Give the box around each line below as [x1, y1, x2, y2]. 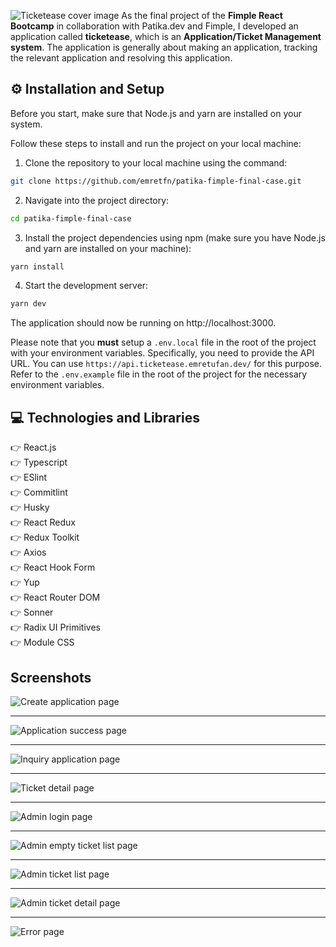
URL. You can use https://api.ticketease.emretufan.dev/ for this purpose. [10, 358, 322, 370]
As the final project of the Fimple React [121, 10, 283, 21]
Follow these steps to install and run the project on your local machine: [10, 137, 302, 149]
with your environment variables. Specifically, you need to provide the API [10, 347, 315, 359]
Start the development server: [24, 280, 149, 292]
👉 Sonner [10, 606, 54, 619]
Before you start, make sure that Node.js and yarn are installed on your [10, 107, 302, 119]
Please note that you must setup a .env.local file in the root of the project [10, 336, 317, 349]
